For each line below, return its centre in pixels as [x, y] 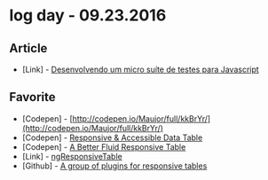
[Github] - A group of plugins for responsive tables [114, 166]
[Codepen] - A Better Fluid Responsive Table [104, 146]
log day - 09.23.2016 [88, 16]
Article [28, 48]
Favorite [32, 97]
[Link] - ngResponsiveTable [72, 156]
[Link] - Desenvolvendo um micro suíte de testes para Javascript [140, 69]
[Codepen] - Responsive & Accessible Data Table [112, 137]
